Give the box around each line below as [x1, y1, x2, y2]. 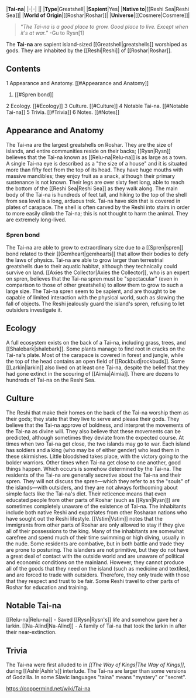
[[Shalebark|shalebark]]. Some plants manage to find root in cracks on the [6, 345, 185, 352]
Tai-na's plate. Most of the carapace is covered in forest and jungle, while [6, 351, 184, 358]
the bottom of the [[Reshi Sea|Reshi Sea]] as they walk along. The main [6, 185, 178, 192]
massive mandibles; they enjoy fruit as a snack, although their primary [6, 172, 176, 179]
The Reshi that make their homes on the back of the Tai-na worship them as [6, 409, 189, 416]
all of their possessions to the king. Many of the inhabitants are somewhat [6, 527, 184, 534]
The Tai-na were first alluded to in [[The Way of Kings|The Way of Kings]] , [6, 661, 185, 669]
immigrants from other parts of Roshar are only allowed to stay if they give [6, 521, 185, 528]
